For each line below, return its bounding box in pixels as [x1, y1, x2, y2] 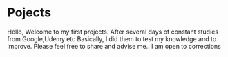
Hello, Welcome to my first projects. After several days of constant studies [7, 27, 219, 36]
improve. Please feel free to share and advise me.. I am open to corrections [7, 42, 221, 50]
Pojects [7, 5, 52, 21]
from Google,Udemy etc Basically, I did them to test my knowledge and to [7, 34, 217, 43]
